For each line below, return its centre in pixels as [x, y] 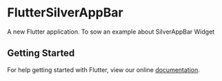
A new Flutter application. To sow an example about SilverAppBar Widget [111, 32]
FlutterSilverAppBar [65, 13]
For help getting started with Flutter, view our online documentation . [103, 69]
